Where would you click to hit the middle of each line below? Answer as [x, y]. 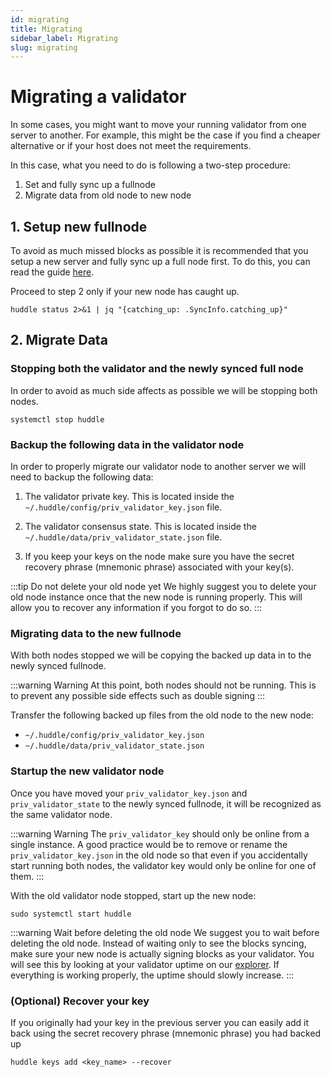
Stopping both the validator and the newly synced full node [157, 369]
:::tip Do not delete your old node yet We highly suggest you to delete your [163, 586]
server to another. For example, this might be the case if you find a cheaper [165, 135]
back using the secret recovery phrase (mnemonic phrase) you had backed [166, 1033]
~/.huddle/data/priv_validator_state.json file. [123, 537]
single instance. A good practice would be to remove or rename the [149, 844]
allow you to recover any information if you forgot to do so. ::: [136, 607]
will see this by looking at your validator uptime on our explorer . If [145, 964]
